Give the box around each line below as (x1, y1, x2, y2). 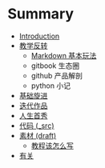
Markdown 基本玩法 (30, 50, 97, 60)
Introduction (18, 31, 60, 41)
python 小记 (30, 81, 71, 90)
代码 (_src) (18, 121, 55, 130)
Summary (7, 5, 74, 23)
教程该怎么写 (30, 141, 74, 150)
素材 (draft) (18, 130, 57, 140)
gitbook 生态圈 (30, 61, 80, 70)
